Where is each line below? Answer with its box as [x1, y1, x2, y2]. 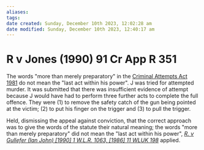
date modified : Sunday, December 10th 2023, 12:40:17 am [6, 26, 155, 32]
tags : [6, 15, 20, 21]
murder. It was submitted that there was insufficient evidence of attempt [6, 86, 189, 93]
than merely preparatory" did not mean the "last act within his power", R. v [6, 130, 194, 138]
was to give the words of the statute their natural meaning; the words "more [6, 124, 198, 131]
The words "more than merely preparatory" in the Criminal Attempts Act [6, 73, 188, 80]
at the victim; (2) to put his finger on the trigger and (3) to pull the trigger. [6, 105, 191, 113]
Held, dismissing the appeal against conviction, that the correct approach [6, 117, 192, 124]
